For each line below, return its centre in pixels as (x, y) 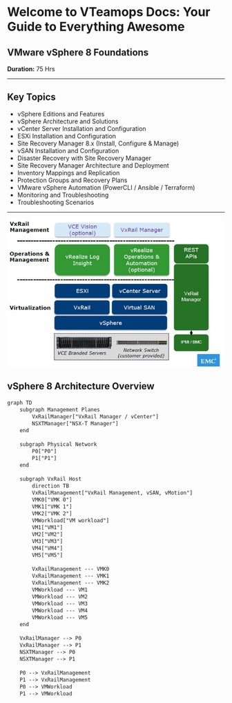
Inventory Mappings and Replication (68, 172)
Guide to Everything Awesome (96, 27)
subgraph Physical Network (58, 445)
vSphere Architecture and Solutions (68, 121)
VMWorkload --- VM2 (60, 597)
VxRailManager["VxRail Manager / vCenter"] (95, 417)
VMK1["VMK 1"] (52, 507)
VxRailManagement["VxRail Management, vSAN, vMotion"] (113, 493)
